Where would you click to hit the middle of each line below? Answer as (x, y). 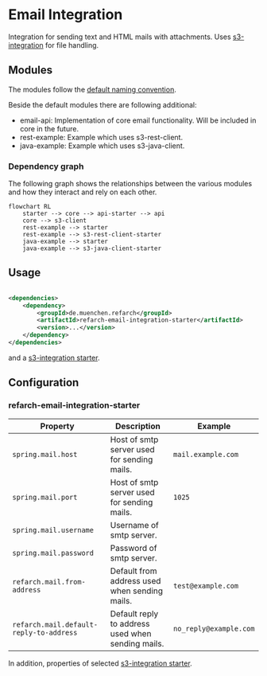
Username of (134, 525)
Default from (133, 571)
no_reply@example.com (214, 628)
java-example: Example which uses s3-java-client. (102, 146)
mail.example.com (206, 454)
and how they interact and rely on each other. (83, 192)
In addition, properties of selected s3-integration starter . (100, 663)
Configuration (44, 383)
